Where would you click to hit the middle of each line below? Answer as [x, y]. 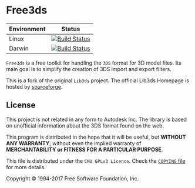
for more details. [26, 167]
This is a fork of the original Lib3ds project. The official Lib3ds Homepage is [98, 80]
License [21, 105]
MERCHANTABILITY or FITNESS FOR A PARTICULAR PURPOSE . [85, 149]
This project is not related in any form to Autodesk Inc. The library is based [96, 119]
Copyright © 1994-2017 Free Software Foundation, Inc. [73, 178]
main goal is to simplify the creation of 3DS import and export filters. [89, 69]
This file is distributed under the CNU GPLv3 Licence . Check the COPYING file [96, 161]
